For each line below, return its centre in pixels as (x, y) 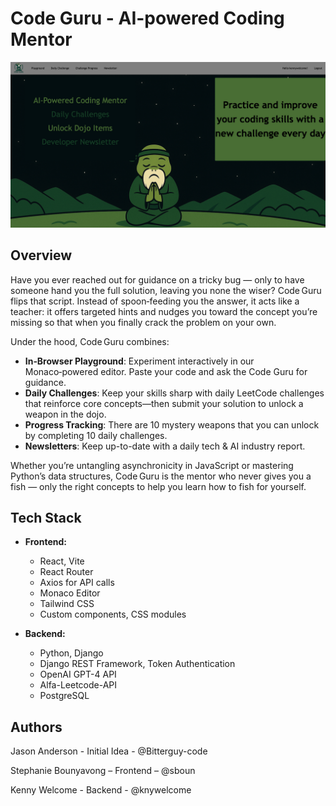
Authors (36, 727)
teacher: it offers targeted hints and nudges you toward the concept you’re (164, 311)
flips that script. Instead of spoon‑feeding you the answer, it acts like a (155, 301)
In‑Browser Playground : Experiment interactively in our (139, 361)
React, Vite (62, 561)
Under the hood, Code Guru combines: (90, 341)
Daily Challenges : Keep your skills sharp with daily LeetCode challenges (174, 393)
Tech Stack (46, 517)
